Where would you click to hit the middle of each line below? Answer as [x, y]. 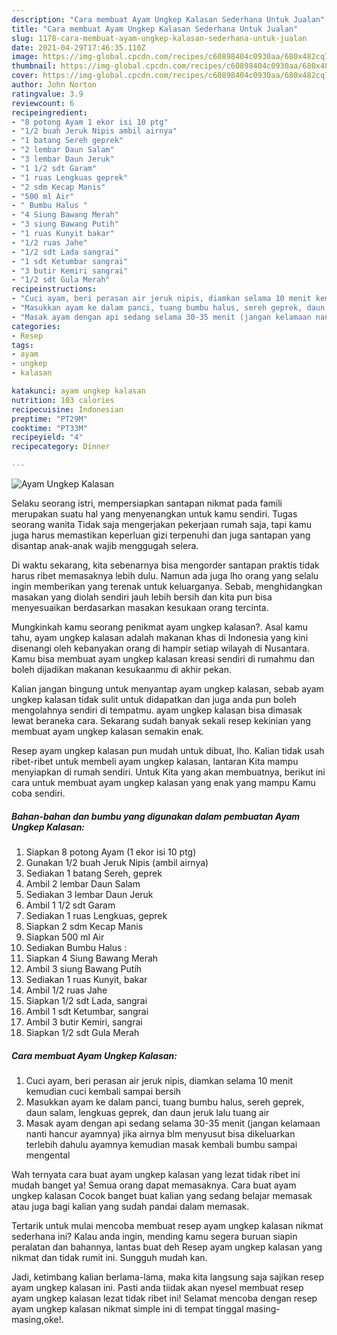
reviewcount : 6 [43, 103]
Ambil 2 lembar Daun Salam [83, 883]
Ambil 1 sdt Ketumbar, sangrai [87, 1011]
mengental [48, 1155]
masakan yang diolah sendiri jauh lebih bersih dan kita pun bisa [142, 597]
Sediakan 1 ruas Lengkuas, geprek [96, 915]
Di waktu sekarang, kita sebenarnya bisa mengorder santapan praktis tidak [165, 565]
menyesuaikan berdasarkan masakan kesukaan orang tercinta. [140, 607]
